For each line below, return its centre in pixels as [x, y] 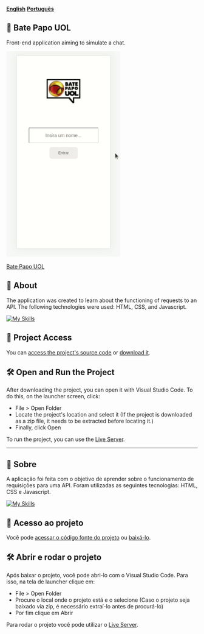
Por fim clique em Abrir [44, 613]
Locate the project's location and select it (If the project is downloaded [104, 415]
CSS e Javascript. [29, 492]
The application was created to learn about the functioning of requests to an [102, 300]
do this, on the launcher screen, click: [53, 396]
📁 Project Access [39, 338]
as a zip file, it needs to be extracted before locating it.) [84, 421]
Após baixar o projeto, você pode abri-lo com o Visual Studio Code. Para [97, 575]
